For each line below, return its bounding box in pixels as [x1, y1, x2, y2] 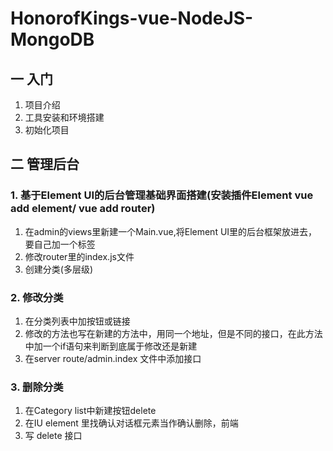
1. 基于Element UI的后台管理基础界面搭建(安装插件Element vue [10, 188, 314, 202]
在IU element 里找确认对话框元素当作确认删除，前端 [24, 417, 239, 429]
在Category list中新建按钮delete [24, 405, 157, 417]
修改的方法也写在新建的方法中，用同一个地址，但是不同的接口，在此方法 [24, 327, 323, 339]
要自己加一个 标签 [24, 238, 96, 250]
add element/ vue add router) [10, 202, 156, 216]
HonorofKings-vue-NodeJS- [10, 7, 254, 30]
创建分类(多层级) [24, 263, 94, 275]
